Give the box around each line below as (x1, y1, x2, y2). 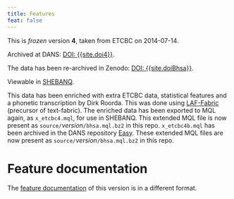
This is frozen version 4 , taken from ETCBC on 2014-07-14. (7, 36, 179, 44)
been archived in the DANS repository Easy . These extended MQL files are (7, 128, 223, 137)
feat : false (7, 17, 42, 24)
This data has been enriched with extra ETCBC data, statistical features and (7, 91, 227, 99)
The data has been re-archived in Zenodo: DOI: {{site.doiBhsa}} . (7, 64, 194, 72)
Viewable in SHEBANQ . (7, 77, 75, 85)
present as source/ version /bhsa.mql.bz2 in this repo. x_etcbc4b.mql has (7, 121, 215, 129)
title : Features (7, 10, 55, 18)
